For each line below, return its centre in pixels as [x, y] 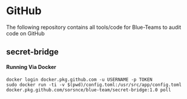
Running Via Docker [31, 67]
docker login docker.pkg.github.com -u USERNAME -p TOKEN [79, 80]
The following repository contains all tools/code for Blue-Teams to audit [94, 27]
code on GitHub [26, 33]
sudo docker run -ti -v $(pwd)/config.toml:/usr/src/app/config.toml [94, 85]
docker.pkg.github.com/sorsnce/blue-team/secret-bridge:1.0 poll [88, 90]
